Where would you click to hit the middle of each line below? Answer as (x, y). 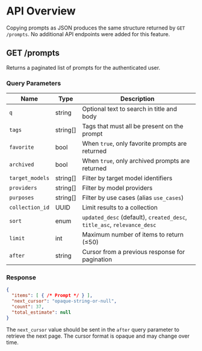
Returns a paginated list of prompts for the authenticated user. (83, 67)
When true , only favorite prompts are (135, 144)
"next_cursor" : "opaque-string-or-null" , (64, 301)
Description (137, 99)
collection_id (29, 208)
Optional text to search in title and (130, 109)
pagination (97, 259)
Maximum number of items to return (133, 235)
